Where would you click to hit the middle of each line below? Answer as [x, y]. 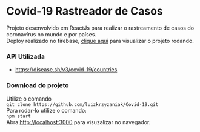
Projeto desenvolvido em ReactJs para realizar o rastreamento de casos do [100, 28]
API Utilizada [26, 56]
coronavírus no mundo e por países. [52, 34]
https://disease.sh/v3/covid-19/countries [66, 70]
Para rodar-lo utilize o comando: [46, 110]
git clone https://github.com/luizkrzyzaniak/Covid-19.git [82, 104]
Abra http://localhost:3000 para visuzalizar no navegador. [78, 122]
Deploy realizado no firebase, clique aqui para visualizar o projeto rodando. [100, 41]
